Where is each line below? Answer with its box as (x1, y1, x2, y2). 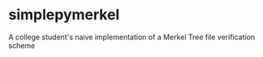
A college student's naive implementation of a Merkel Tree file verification (8, 32, 256, 42)
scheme (8, 40, 36, 50)
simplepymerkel (8, 6, 120, 24)
